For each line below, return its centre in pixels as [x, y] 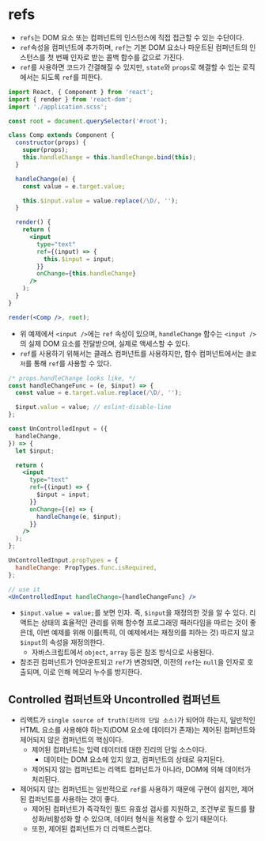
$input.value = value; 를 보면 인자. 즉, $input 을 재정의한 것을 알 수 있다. [133, 613]
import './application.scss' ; [58, 107]
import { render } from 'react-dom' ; [70, 99]
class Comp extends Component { [61, 135]
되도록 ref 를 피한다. [72, 77]
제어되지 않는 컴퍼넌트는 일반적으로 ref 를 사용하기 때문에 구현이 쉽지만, [129, 790]
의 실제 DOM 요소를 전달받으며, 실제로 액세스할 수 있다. [105, 343]
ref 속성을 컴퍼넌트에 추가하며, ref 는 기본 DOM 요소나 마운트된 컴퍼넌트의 [133, 47]
